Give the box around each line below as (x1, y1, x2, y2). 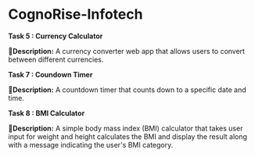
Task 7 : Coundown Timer (8, 70, 93, 79)
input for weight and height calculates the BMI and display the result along (8, 131, 248, 141)
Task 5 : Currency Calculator (8, 31, 103, 41)
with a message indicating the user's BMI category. (8, 140, 174, 149)
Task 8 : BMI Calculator (8, 108, 85, 118)
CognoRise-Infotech (8, 5, 143, 23)
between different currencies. (8, 55, 104, 64)
